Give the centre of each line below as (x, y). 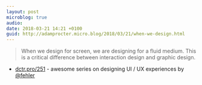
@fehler (25, 75)
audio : (15, 23)
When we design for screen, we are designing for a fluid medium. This (109, 51)
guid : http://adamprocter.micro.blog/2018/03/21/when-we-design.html (96, 34)
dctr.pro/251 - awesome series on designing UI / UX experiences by (99, 69)
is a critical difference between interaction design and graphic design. (108, 57)
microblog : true (27, 17)
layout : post (23, 12)
